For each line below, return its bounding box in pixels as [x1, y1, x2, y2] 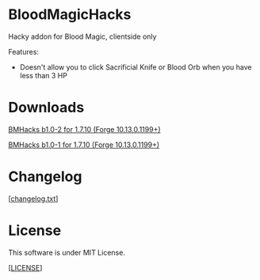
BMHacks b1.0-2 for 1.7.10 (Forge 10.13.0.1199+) [8, 124, 161, 134]
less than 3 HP [19, 70, 67, 80]
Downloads [8, 99, 85, 116]
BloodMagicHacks [8, 6, 132, 24]
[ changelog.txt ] [8, 194, 59, 203]
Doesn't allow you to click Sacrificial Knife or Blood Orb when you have [19, 62, 252, 72]
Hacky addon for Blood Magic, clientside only [8, 32, 157, 41]
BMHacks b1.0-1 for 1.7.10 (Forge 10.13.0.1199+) [8, 140, 160, 149]
